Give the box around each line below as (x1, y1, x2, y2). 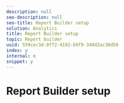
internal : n (6, 53, 36, 59)
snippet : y (6, 58, 33, 64)
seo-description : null (6, 14, 63, 20)
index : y (6, 48, 28, 54)
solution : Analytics (6, 25, 58, 32)
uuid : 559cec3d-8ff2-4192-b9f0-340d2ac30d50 (6, 42, 119, 48)
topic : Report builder (6, 36, 63, 42)
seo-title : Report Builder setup (6, 20, 89, 26)
